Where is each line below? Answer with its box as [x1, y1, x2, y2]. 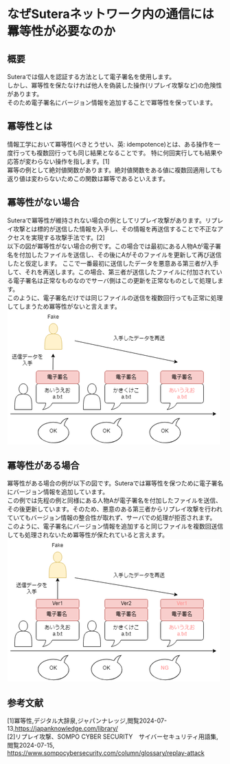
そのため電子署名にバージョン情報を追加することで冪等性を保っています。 [7, 98, 217, 107]
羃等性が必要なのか [7, 23, 116, 39]
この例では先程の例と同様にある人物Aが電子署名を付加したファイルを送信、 [7, 496, 222, 505]
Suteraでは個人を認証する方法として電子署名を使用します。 [7, 73, 176, 81]
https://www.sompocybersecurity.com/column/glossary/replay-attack [7, 749, 205, 757]
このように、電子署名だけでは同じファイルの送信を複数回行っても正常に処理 [7, 293, 223, 301]
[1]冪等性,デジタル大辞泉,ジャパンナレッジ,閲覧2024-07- [7, 717, 167, 725]
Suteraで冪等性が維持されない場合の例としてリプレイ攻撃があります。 [7, 216, 206, 224]
